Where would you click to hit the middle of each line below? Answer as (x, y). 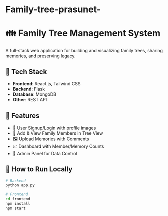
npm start (16, 208)
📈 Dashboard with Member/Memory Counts (58, 146)
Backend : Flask (29, 89)
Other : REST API (30, 99)
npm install (18, 204)
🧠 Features (22, 116)
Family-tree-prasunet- (53, 9)
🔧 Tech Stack (26, 72)
